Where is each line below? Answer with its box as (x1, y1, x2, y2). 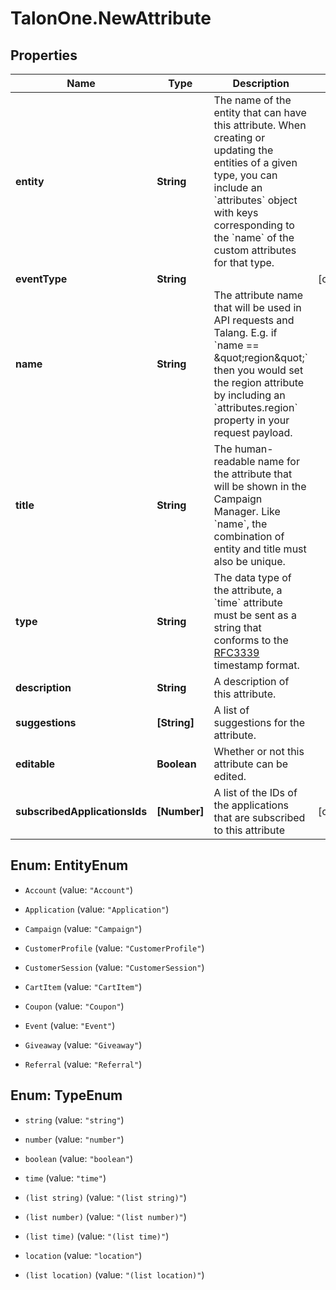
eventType (15, 272, 68, 286)
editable (15, 757, 56, 771)
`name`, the (213, 517, 268, 531)
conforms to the (213, 633, 289, 647)
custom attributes (213, 243, 297, 257)
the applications (213, 798, 290, 812)
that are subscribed (213, 811, 306, 824)
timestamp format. (213, 658, 300, 672)
